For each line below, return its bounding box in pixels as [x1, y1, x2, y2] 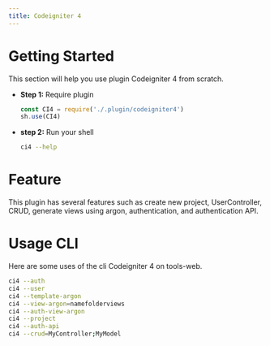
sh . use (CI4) [19, 113, 61, 121]
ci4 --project [8, 314, 57, 323]
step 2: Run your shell [19, 128, 95, 137]
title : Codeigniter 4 [8, 11, 82, 20]
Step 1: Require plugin [19, 89, 94, 99]
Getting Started [8, 46, 115, 65]
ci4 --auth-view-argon [8, 307, 85, 315]
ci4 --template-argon [8, 292, 82, 301]
